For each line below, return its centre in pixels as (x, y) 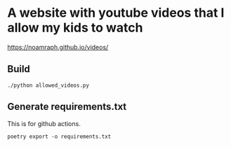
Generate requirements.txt (67, 107)
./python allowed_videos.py (48, 85)
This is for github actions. (44, 123)
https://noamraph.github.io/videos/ (58, 47)
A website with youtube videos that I (116, 13)
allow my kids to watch (75, 28)
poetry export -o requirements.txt (59, 136)
